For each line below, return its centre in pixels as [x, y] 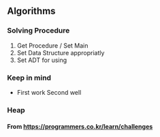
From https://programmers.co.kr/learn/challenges [80, 126]
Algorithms [31, 11]
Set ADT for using [42, 60]
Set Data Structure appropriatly [61, 52]
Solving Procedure [38, 31]
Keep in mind [29, 78]
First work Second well [49, 92]
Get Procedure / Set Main [52, 45]
